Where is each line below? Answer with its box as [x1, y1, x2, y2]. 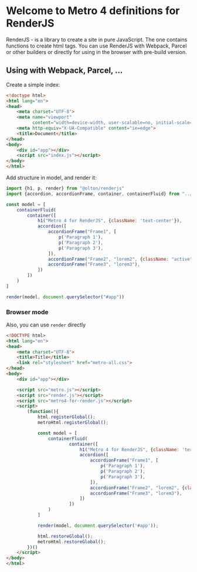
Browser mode [6, 308, 49, 316]
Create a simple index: [6, 81, 60, 88]
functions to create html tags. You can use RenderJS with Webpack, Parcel [6, 42, 187, 49]
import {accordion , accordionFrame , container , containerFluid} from [6, 191, 180, 197]
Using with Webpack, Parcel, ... [6, 66, 123, 76]
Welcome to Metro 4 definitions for [6, 4, 180, 18]
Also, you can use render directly [6, 321, 86, 328]
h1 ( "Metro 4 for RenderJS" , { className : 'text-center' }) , [37, 218, 182, 224]
